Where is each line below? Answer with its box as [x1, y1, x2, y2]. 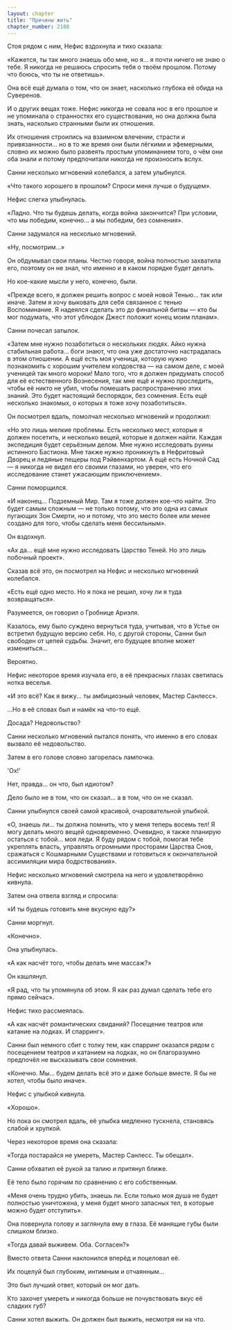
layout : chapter [7, 10, 54, 17]
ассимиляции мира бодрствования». [7, 857, 117, 865]
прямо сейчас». [7, 993, 55, 1001]
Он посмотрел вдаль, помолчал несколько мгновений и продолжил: [7, 413, 211, 421]
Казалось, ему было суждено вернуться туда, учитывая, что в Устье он [7, 622, 220, 631]
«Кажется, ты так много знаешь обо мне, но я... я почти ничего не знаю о [7, 56, 226, 64]
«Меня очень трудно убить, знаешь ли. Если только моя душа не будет [7, 1192, 218, 1200]
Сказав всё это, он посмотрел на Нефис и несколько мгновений [7, 567, 199, 575]
